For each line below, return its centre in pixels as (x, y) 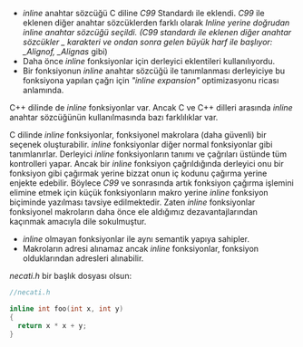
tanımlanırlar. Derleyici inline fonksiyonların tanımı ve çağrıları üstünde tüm (148, 154)
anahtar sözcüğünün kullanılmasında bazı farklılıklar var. (114, 117)
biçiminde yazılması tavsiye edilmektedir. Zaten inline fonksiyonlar (132, 202)
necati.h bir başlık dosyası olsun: (71, 276)
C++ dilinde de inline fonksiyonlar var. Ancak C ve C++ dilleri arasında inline (151, 107)
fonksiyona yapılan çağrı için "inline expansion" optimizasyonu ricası (151, 80)
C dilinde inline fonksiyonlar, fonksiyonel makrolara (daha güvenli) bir (138, 135)
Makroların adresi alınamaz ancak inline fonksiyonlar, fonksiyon (141, 249)
